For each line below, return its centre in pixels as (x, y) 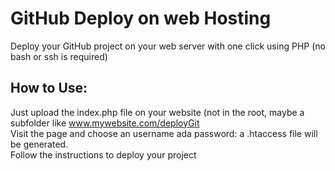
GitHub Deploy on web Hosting (141, 18)
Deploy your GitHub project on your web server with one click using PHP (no (168, 46)
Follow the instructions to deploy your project (103, 154)
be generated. (39, 144)
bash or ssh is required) (59, 56)
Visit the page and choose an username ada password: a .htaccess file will (164, 133)
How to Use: (49, 88)
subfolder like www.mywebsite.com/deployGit (105, 123)
